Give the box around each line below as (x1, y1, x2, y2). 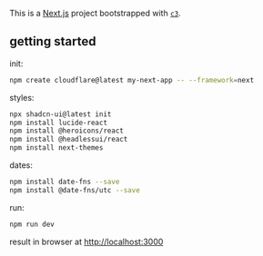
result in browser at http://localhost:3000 (9, 236, 164, 247)
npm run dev (9, 220, 55, 229)
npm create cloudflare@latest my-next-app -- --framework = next (9, 75, 255, 84)
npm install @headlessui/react (9, 135, 128, 144)
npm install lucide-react (9, 118, 107, 127)
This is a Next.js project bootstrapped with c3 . (9, 8, 182, 18)
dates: (9, 160, 34, 171)
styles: (9, 92, 35, 103)
